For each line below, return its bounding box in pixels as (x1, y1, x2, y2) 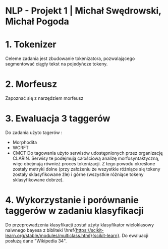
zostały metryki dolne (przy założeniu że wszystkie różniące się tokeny (12, 166, 160, 172)
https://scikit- (75, 227, 104, 233)
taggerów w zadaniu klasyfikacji (5, 205, 144, 217)
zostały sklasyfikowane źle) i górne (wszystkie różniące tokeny (12, 171, 144, 177)
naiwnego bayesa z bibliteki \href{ (5, 227, 76, 233)
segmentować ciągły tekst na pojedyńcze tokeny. (5, 61, 108, 67)
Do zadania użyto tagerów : (5, 130, 63, 136)
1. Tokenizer (5, 39, 57, 50)
